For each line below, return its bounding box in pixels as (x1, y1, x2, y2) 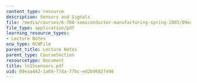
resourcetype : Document (6, 57, 64, 63)
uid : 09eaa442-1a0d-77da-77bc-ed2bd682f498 (6, 68, 114, 74)
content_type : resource (6, 8, 64, 15)
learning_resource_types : (6, 30, 69, 36)
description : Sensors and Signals (6, 14, 91, 20)
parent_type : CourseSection (6, 52, 75, 58)
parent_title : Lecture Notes (6, 47, 77, 53)
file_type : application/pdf (6, 25, 75, 31)
